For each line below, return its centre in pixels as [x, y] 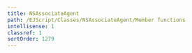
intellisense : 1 [31, 26]
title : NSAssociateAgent [43, 13]
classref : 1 [24, 33]
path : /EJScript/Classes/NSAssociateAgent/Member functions [97, 20]
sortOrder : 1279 [31, 39]
